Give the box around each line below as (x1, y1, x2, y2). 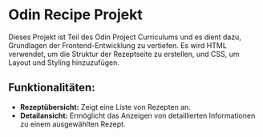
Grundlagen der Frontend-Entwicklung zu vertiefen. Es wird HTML (8, 40, 227, 50)
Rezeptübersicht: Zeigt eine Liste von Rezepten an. (19, 102, 191, 111)
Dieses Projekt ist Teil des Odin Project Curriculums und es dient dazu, (8, 32, 242, 42)
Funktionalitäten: (8, 81, 95, 95)
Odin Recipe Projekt (8, 6, 143, 24)
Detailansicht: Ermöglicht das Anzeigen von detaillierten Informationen (19, 111, 256, 120)
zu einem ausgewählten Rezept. (19, 119, 126, 129)
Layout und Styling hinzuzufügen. (8, 58, 120, 67)
